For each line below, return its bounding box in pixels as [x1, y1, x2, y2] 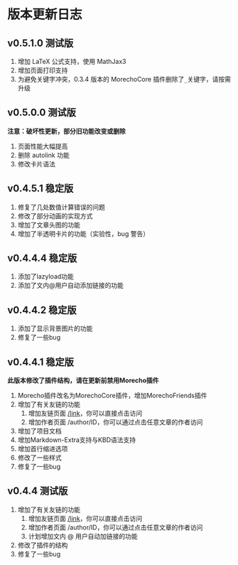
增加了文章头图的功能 [17, 220, 80, 229]
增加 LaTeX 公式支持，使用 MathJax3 [17, 58, 126, 65]
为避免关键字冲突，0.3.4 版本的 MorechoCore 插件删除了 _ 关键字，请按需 [17, 75, 232, 83]
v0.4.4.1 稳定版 [7, 356, 75, 368]
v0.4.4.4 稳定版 [7, 252, 77, 264]
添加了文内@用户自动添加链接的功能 [17, 281, 124, 290]
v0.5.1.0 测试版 [7, 37, 74, 49]
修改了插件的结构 [17, 541, 68, 549]
